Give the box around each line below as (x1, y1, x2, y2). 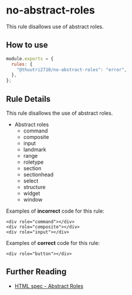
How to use (6, 40, 48, 50)
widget (23, 190, 40, 197)
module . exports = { (6, 55, 54, 62)
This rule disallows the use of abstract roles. (6, 110, 113, 117)
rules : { (11, 61, 33, 67)
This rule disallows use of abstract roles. (6, 23, 104, 30)
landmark (23, 145, 46, 153)
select (23, 177, 39, 184)
